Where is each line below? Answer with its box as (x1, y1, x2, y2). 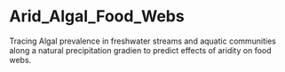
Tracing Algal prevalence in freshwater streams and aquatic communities (9, 36, 277, 46)
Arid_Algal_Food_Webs (9, 6, 185, 27)
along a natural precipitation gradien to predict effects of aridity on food (9, 44, 273, 55)
